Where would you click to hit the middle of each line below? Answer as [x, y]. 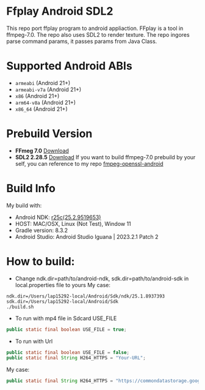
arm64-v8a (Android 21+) [45, 102]
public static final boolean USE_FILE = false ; [68, 352]
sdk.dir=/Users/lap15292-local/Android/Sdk [63, 301]
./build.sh [20, 307]
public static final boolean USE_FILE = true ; [67, 329]
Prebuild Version [49, 134]
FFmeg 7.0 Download [42, 151]
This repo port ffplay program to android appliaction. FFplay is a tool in [95, 28]
